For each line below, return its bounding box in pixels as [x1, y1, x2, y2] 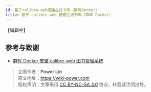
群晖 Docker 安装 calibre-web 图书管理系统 [12, 58, 103, 64]
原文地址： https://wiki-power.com [17, 75, 90, 81]
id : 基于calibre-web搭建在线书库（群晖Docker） [5, 7, 100, 13]
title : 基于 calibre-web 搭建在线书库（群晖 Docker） [5, 12, 113, 17]
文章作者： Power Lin [17, 68, 62, 75]
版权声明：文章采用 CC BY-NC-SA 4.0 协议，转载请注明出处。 [17, 81, 148, 87]
